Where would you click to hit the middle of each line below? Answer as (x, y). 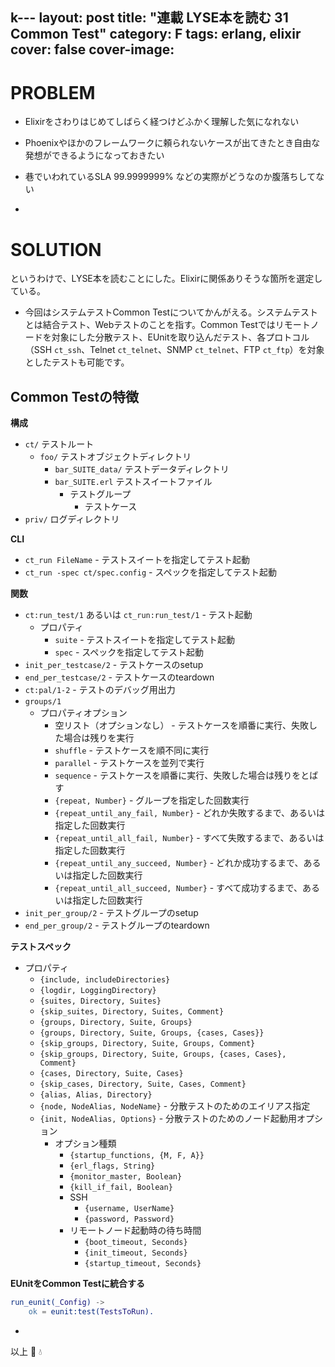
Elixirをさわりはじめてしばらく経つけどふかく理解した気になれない (162, 122)
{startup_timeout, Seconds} (143, 1264)
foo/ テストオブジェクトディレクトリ (115, 457)
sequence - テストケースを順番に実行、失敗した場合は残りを (178, 775)
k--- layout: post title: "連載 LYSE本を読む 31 (149, 18)
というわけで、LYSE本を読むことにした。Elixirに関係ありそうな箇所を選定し (166, 279)
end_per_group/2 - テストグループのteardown (117, 925)
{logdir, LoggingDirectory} (98, 991)
